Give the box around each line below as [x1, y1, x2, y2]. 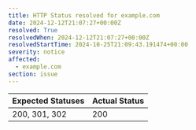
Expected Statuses [12, 95, 85, 106]
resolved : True [8, 26, 58, 34]
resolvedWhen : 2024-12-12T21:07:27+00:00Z [8, 33, 150, 42]
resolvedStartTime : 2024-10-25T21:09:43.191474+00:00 [8, 41, 189, 49]
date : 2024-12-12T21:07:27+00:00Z [8, 19, 122, 27]
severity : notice [8, 48, 65, 56]
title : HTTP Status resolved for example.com [8, 11, 160, 20]
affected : [8, 56, 41, 64]
